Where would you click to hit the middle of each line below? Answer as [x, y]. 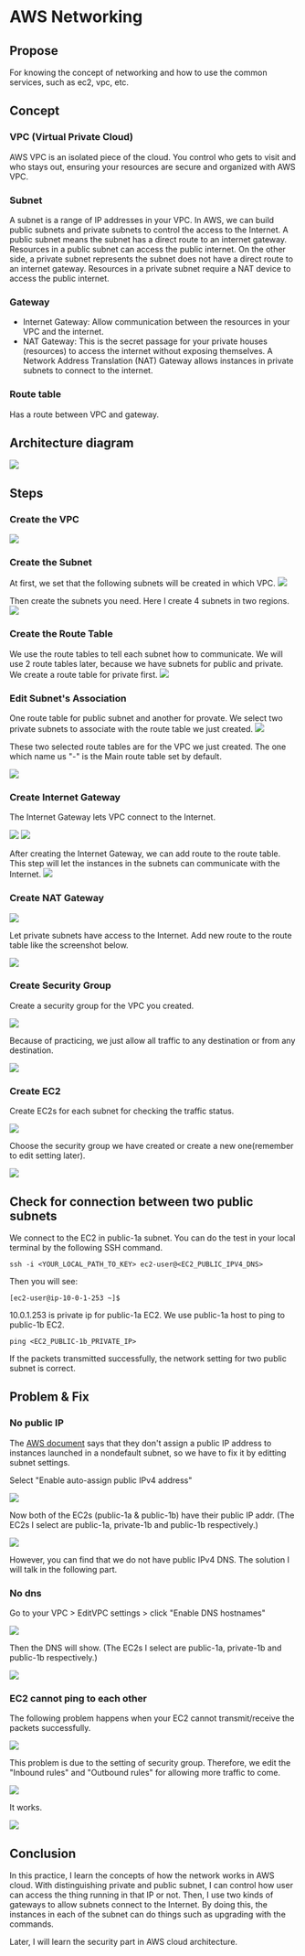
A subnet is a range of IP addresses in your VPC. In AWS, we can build [142, 220]
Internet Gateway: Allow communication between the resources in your [156, 322]
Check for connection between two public [131, 1202]
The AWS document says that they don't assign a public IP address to [141, 1443]
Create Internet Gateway [65, 797]
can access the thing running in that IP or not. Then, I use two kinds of [142, 1895]
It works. [26, 1808]
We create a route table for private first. [84, 674]
